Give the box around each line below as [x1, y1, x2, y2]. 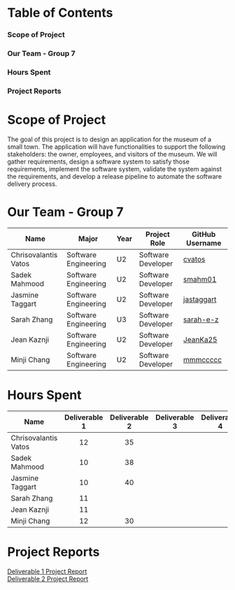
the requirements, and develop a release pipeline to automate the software [7, 172, 222, 180]
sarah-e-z [183, 315, 219, 324]
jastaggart [183, 294, 217, 304]
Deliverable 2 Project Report [7, 575, 89, 583]
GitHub [192, 229, 216, 239]
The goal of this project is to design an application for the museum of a [7, 135, 212, 143]
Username [186, 238, 222, 247]
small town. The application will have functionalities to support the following [7, 142, 226, 151]
